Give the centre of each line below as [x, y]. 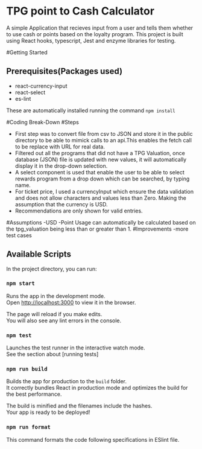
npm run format [29, 427]
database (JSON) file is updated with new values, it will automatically [101, 159]
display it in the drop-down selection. [61, 166]
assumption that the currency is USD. [61, 204]
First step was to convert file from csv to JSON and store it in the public [104, 133]
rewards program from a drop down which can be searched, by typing [102, 179]
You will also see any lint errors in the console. [64, 320]
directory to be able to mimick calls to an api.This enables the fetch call [103, 140]
